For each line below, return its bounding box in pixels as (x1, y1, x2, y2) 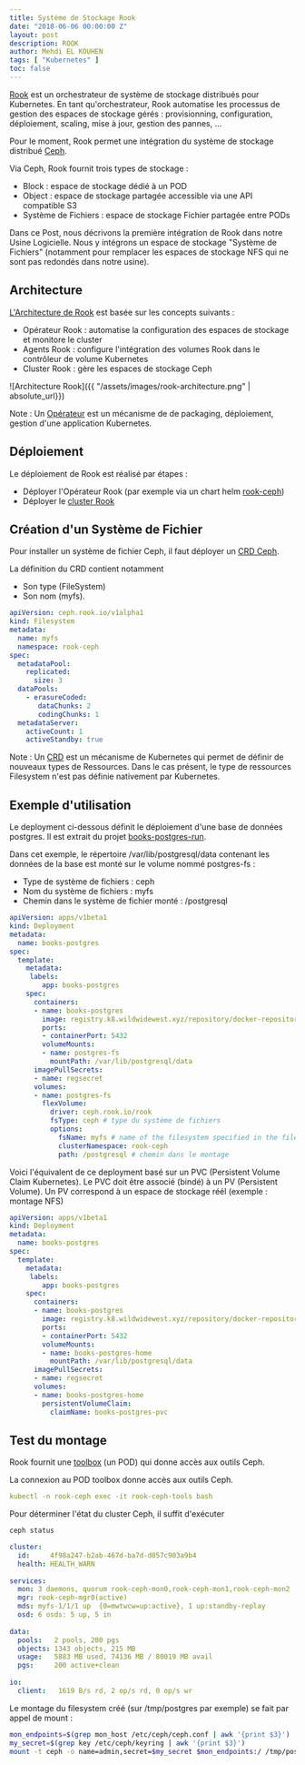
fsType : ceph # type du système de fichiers (49, 1116, 221, 1125)
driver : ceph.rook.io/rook (49, 1107, 152, 1117)
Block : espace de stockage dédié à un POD (22, 180, 188, 191)
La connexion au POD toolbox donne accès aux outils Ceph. (9, 1475, 234, 1486)
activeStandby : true (25, 735, 103, 744)
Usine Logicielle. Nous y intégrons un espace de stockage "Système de (9, 237, 277, 247)
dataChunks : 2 (37, 701, 92, 711)
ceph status (9, 1526, 54, 1536)
